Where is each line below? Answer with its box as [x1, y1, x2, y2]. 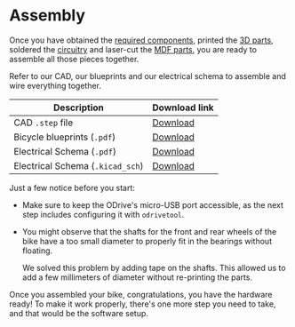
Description [52, 101, 104, 114]
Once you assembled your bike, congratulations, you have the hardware [9, 289, 273, 299]
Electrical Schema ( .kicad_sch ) [13, 159, 144, 171]
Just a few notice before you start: [9, 182, 136, 193]
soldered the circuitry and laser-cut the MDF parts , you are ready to [9, 44, 258, 54]
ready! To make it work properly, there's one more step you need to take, [9, 299, 276, 309]
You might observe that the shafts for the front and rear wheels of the [21, 226, 277, 236]
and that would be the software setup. [9, 307, 149, 318]
